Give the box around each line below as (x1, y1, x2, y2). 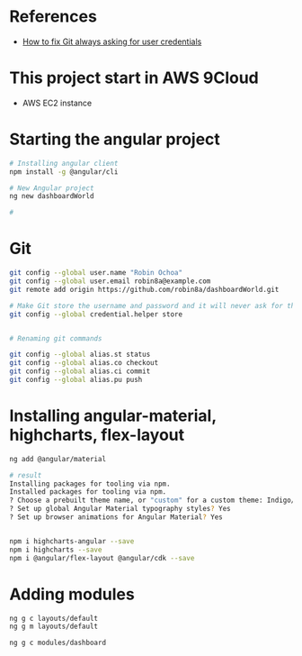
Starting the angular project (9, 129, 220, 150)
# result (9, 470, 42, 479)
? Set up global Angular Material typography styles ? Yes (9, 505, 231, 514)
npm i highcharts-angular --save (9, 536, 135, 546)
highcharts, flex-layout (9, 425, 185, 445)
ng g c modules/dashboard (9, 638, 106, 648)
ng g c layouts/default (9, 614, 99, 623)
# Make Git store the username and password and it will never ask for (9, 301, 283, 310)
